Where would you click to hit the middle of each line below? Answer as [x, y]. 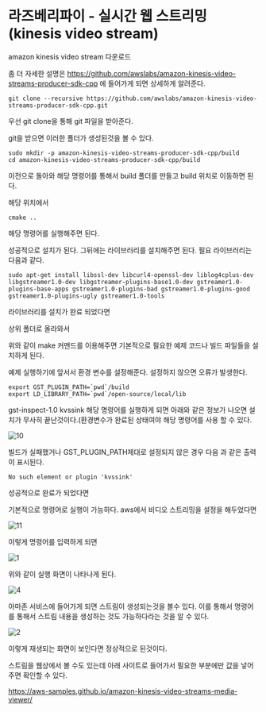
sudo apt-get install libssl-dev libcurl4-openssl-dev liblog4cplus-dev [131, 275]
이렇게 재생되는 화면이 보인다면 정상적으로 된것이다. [88, 648]
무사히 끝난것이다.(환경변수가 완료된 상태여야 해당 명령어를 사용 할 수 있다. [137, 420]
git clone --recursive [46, 98]
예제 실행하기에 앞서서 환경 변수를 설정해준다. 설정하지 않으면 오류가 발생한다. [128, 372]
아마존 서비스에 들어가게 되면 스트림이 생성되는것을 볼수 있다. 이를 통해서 [120, 606]
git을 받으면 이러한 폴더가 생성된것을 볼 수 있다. [81, 138]
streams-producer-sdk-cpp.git [58, 105]
